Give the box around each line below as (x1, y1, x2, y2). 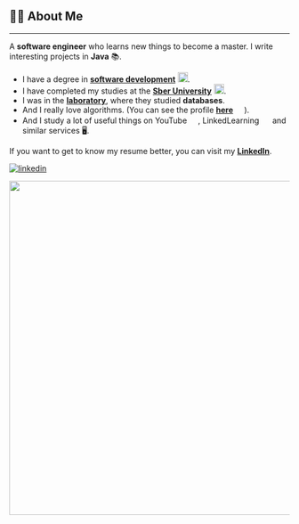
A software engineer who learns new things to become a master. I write (9, 41, 274, 52)
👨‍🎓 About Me (9, 9, 84, 24)
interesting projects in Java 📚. (9, 51, 122, 61)
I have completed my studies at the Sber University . (21, 86, 227, 96)
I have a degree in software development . (21, 73, 190, 85)
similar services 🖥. (21, 125, 90, 135)
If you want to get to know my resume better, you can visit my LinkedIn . (9, 145, 272, 156)
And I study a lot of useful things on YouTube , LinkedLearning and (21, 115, 287, 126)
